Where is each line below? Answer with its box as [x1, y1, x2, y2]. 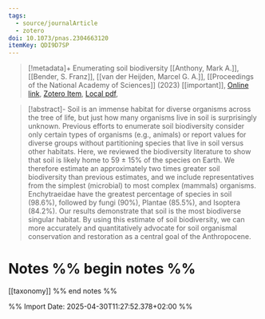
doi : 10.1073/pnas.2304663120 [8, 34, 109, 42]
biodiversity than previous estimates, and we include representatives [27, 173, 255, 182]
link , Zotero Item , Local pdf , [27, 89, 118, 98]
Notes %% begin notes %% [8, 260, 196, 278]
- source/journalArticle [15, 19, 98, 27]
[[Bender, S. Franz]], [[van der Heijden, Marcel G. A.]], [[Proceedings [27, 72, 254, 82]
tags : [8, 11, 26, 20]
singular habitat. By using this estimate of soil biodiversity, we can [27, 215, 245, 225]
